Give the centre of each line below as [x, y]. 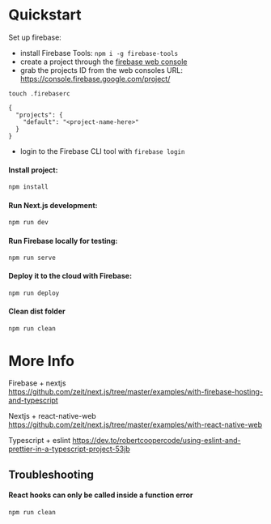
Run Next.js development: [53, 205]
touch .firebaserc [39, 94]
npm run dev [28, 223]
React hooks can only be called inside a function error [101, 495]
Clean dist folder [37, 311]
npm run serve [32, 258]
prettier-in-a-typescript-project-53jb [70, 449]
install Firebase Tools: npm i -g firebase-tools [99, 53]
